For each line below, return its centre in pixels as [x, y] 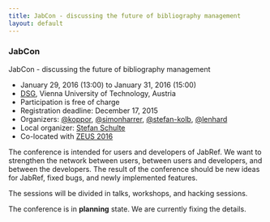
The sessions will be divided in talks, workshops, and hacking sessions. [128, 193]
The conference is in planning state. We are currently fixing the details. [127, 209]
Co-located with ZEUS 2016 [66, 136]
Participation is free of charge [70, 102]
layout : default [36, 23]
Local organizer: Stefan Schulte [73, 128]
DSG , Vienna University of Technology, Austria [98, 93]
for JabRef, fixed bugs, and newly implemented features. [103, 178]
